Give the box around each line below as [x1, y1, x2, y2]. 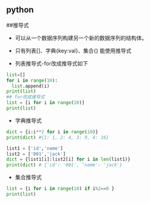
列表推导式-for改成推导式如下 [14, 59, 89, 67]
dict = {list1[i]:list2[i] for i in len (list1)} [6, 156, 131, 163]
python [6, 5, 34, 15]
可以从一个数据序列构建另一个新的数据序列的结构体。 [14, 34, 148, 41]
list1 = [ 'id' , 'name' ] [6, 145, 63, 151]
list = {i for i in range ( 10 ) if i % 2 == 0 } [6, 186, 114, 192]
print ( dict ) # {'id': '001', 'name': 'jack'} [6, 162, 122, 168]
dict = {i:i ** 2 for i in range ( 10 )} [6, 129, 98, 135]
